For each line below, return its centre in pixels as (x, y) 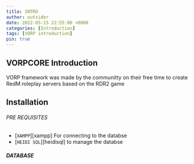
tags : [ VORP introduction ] (39, 34)
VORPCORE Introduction (52, 63)
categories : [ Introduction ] (41, 28)
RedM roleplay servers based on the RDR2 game (65, 83)
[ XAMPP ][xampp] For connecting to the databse (71, 136)
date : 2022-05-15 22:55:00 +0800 (47, 22)
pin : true (18, 39)
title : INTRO (22, 12)
